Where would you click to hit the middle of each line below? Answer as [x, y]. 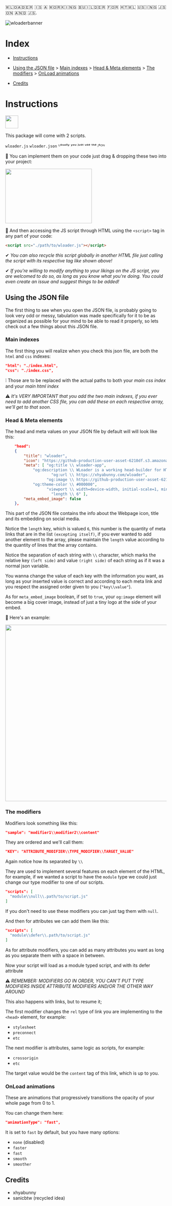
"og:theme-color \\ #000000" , [65, 484]
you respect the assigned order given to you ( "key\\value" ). [69, 587]
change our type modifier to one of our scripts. [55, 883]
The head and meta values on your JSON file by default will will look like [81, 431]
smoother [22, 1164]
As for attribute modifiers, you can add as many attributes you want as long [85, 950]
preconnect [24, 1033]
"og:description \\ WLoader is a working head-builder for [97, 470]
